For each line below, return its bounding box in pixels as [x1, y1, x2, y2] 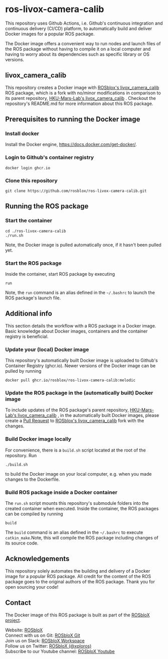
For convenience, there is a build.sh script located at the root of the [5, 447, 146, 453]
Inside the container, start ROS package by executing [5, 271, 115, 277]
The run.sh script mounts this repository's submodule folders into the [5, 500, 149, 506]
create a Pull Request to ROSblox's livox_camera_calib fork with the [5, 418, 144, 424]
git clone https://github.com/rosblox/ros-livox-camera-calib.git [5, 188, 147, 194]
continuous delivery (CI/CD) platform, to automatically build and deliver [5, 25, 152, 31]
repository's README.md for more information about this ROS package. [5, 100, 153, 106]
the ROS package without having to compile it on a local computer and [5, 46, 151, 52]
